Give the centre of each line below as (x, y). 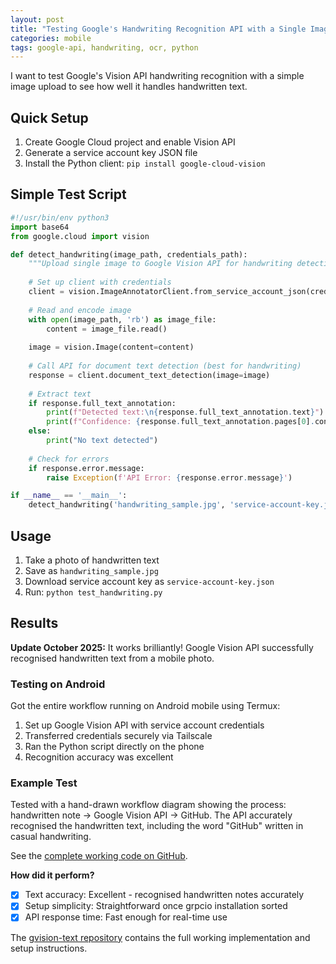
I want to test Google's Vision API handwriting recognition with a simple (157, 76)
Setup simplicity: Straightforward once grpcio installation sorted (156, 906)
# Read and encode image (80, 310)
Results (34, 623)
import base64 (40, 227)
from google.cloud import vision (80, 236)
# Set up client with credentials (100, 282)
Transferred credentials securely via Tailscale (118, 736)
